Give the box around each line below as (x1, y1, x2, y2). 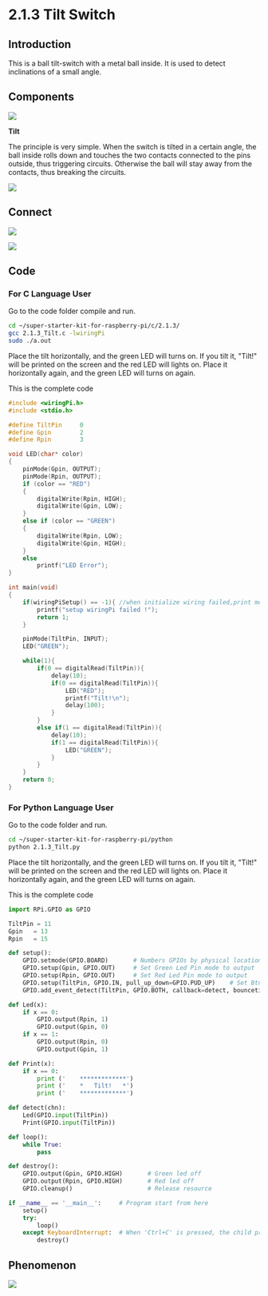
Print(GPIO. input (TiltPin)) (22, 1119, 116, 1127)
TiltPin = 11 (8, 920, 52, 928)
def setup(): (8, 949, 52, 957)
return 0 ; (22, 776, 56, 784)
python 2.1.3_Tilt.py (8, 843, 81, 852)
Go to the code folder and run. (8, 821, 108, 830)
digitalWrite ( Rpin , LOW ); (37, 531, 124, 540)
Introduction (8, 38, 72, 51)
